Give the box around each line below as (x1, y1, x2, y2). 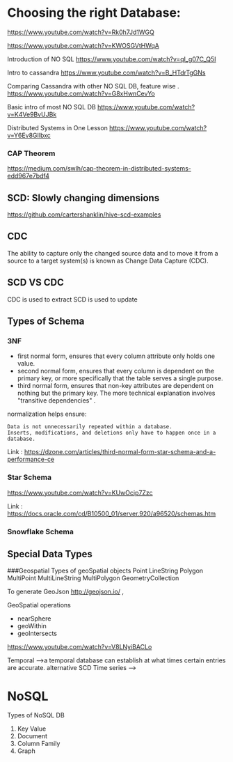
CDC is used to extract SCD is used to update (7, 295, 138, 304)
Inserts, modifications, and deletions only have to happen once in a (7, 430, 216, 437)
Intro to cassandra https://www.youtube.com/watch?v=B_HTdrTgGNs (7, 68, 206, 77)
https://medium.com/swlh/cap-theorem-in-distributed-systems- (7, 164, 191, 173)
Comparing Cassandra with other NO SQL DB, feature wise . (7, 81, 179, 90)
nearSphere (17, 614, 51, 623)
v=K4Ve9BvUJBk (7, 110, 57, 118)
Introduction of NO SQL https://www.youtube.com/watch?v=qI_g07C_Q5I (7, 54, 217, 63)
